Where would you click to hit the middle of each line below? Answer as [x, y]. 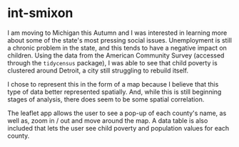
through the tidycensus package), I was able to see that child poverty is [112, 62]
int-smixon [40, 13]
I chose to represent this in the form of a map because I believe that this [113, 84]
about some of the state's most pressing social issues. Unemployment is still [119, 40]
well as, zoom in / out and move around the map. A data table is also [108, 120]
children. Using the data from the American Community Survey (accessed [116, 55]
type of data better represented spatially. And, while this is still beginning [115, 92]
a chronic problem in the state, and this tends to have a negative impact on [117, 48]
